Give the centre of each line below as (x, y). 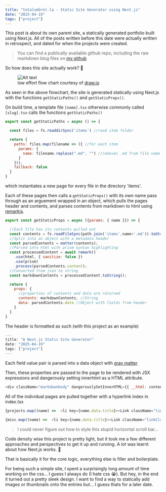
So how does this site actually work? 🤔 (44, 68)
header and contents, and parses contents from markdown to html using (79, 206)
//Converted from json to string (44, 271)
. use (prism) (26, 262)
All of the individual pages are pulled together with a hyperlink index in (77, 396)
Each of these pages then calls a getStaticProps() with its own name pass (81, 195)
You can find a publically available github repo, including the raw (83, 53)
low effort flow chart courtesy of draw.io (59, 83)
